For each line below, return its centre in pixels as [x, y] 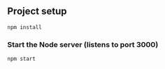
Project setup [37, 11]
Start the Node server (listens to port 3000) [83, 44]
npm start [22, 59]
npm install [24, 27]
